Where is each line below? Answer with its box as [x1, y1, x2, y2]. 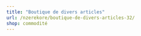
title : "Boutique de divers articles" [6, 9, 105, 15]
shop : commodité [6, 20, 48, 26]
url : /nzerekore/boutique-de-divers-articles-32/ [6, 15, 136, 21]
